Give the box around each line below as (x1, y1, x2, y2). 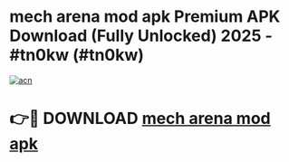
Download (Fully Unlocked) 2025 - (9, 25, 274, 46)
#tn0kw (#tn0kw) (9, 45, 145, 65)
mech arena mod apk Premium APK (9, 6, 281, 27)
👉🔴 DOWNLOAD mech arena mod (9, 109, 271, 129)
